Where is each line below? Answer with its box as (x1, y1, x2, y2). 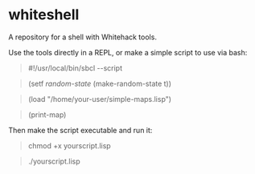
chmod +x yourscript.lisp (27, 140, 111, 150)
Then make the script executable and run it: (8, 125, 153, 135)
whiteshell (8, 6, 80, 24)
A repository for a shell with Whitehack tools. (8, 32, 157, 42)
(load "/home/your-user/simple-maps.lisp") (27, 94, 171, 103)
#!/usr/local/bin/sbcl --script (27, 63, 123, 73)
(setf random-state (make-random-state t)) (27, 79, 171, 88)
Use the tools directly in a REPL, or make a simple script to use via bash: (8, 47, 248, 57)
